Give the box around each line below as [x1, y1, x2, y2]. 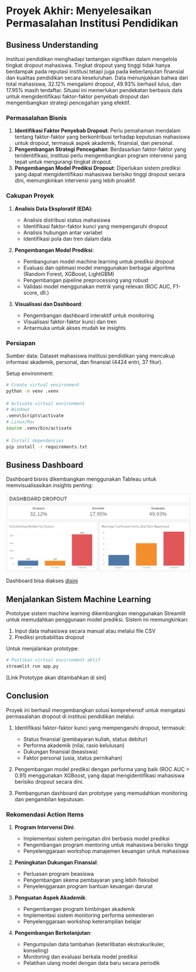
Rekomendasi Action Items [6, 810, 84, 818]
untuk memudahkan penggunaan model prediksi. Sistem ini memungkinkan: [6, 616, 189, 623]
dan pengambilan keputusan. [14, 795, 85, 802]
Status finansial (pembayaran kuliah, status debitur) [23, 735, 148, 743]
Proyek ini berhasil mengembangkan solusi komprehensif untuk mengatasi [6, 706, 185, 714]
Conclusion [6, 691, 49, 701]
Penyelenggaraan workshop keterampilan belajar [23, 918, 142, 925]
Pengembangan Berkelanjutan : [14, 929, 92, 937]
